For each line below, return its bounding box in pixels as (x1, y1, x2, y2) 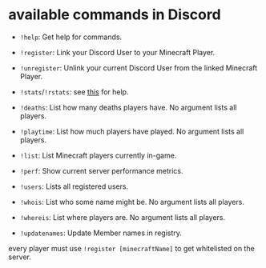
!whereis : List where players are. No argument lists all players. (19, 212, 226, 222)
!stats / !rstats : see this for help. (19, 86, 129, 97)
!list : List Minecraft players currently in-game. (19, 150, 177, 160)
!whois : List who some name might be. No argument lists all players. (19, 197, 244, 206)
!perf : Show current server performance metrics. (19, 166, 183, 175)
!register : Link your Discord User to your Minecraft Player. (19, 47, 216, 57)
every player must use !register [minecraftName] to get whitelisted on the (8, 243, 255, 253)
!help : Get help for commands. (19, 32, 123, 42)
